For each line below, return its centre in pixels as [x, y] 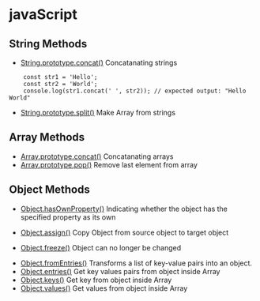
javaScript [43, 15]
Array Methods [47, 137]
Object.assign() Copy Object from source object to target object [124, 232]
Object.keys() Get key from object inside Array [96, 280]
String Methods [48, 44]
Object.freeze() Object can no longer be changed [100, 247]
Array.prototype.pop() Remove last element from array [109, 164]
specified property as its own [68, 217]
